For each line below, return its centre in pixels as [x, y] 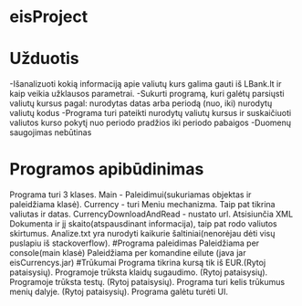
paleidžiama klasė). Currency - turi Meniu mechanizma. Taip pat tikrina [142, 205]
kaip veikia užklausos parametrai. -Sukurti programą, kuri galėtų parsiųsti [147, 94]
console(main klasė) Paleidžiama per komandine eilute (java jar [128, 253]
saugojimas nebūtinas [51, 132]
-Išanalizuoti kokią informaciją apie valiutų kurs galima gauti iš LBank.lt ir [146, 84]
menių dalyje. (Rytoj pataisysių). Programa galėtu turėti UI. [119, 292]
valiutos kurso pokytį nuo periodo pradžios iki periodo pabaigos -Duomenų [151, 123]
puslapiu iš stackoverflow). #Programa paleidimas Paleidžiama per [135, 243]
